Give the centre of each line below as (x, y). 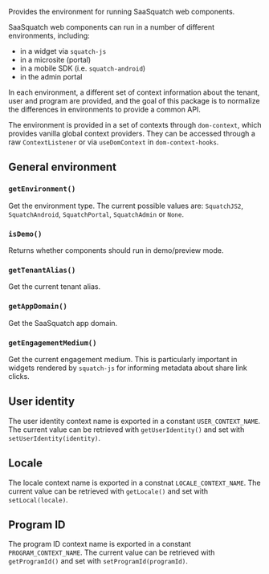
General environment (62, 167)
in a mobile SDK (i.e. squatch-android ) (83, 68)
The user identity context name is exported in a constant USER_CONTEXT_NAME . (134, 421)
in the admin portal (51, 77)
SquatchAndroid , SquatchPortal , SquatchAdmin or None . (96, 214)
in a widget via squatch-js (63, 51)
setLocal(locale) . (38, 499)
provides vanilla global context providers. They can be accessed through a (132, 133)
